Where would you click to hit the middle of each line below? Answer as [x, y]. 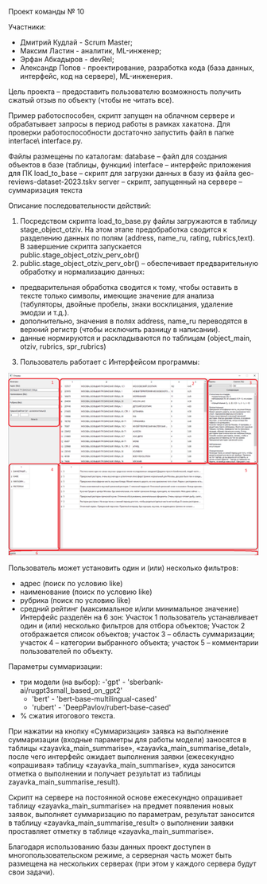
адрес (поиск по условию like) [71, 584]
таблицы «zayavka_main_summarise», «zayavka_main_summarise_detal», [130, 749]
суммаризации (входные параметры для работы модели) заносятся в [128, 740]
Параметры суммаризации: [55, 667]
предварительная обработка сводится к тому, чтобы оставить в [129, 287]
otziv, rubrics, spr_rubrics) [63, 346]
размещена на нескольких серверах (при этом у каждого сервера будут [132, 864]
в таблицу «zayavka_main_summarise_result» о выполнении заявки [121, 823]
